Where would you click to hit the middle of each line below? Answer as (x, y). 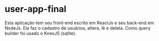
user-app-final (36, 9)
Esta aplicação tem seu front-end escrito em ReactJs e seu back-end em (79, 23)
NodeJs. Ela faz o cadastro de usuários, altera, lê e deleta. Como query (78, 28)
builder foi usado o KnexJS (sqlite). (40, 33)
